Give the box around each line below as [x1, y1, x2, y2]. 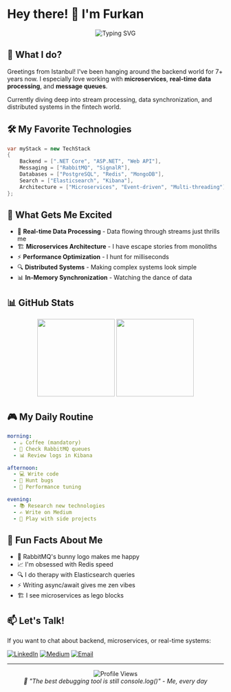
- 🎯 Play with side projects [13, 515, 97, 522]
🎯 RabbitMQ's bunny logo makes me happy [16, 553, 140, 561]
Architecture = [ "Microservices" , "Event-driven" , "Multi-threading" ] [19, 183, 226, 190]
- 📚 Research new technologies [13, 502, 105, 509]
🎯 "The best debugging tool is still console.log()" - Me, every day [23, 677, 208, 685]
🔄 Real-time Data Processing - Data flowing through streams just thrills [16, 227, 220, 236]
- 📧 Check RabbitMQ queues [13, 445, 91, 452]
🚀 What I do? [7, 49, 63, 61]
